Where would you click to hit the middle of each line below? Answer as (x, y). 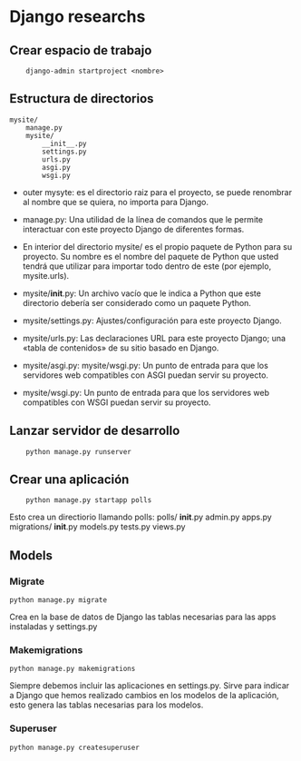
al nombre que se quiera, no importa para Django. (116, 202)
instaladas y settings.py (53, 627)
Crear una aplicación (69, 480)
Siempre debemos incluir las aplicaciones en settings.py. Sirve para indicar (150, 686)
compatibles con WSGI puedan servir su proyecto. (117, 402)
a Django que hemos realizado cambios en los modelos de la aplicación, (144, 696)
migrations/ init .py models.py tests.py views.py (97, 527)
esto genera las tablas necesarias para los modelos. (107, 705)
